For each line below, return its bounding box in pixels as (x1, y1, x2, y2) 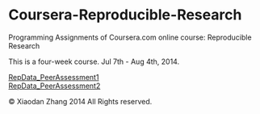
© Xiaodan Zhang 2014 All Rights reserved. (8, 96, 153, 106)
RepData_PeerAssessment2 (8, 81, 101, 91)
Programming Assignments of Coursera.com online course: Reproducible (8, 32, 252, 42)
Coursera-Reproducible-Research (8, 6, 242, 24)
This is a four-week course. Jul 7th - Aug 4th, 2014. (8, 57, 180, 66)
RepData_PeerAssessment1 (8, 72, 99, 82)
